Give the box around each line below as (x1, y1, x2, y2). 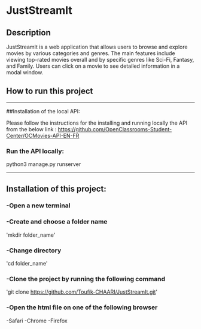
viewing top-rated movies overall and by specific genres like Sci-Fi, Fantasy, (6, 56, 194, 63)
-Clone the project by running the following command (6, 274, 166, 283)
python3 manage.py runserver (6, 161, 81, 168)
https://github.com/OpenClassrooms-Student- (57, 125, 172, 132)
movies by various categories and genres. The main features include (6, 50, 175, 57)
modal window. (6, 69, 44, 76)
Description (6, 28, 51, 38)
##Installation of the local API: (6, 107, 80, 114)
